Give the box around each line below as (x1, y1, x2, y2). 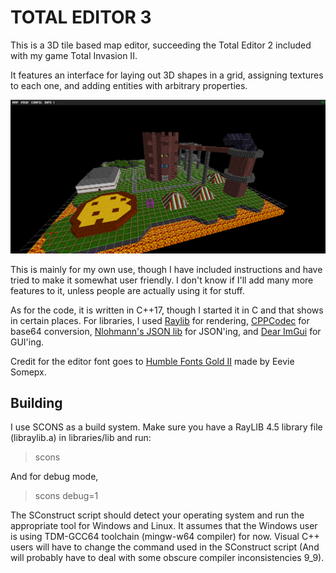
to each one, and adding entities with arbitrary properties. (10, 79, 248, 91)
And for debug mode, (10, 471, 99, 483)
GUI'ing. (10, 336, 45, 348)
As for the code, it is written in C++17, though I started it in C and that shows (10, 304, 324, 316)
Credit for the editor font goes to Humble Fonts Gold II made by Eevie (10, 355, 295, 367)
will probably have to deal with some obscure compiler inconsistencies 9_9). (10, 552, 325, 564)
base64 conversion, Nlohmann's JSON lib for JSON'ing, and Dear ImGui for (10, 325, 322, 337)
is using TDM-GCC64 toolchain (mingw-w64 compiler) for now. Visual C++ (10, 531, 320, 543)
